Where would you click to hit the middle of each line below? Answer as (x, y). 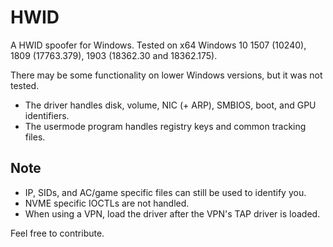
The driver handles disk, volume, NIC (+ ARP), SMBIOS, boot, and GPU (170, 105)
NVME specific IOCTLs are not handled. (107, 203)
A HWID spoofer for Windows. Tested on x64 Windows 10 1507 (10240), (158, 45)
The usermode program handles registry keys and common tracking (165, 126)
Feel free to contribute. (57, 233)
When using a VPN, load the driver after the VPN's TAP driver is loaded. (172, 213)
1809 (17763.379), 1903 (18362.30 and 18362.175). (114, 55)
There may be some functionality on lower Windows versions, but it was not (166, 75)
